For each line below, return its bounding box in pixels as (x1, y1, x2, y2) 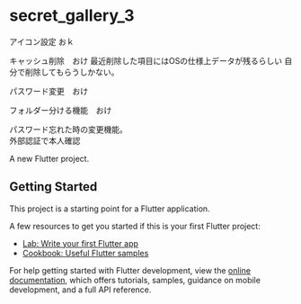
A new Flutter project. (9, 153, 90, 164)
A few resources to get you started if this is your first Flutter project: (9, 220, 261, 231)
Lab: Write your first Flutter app (22, 237, 139, 248)
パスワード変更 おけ (9, 85, 88, 96)
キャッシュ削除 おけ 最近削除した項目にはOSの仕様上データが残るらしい (9, 55, 283, 66)
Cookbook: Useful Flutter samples (22, 247, 149, 258)
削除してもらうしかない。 (24, 67, 120, 77)
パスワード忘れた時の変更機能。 (9, 123, 128, 135)
